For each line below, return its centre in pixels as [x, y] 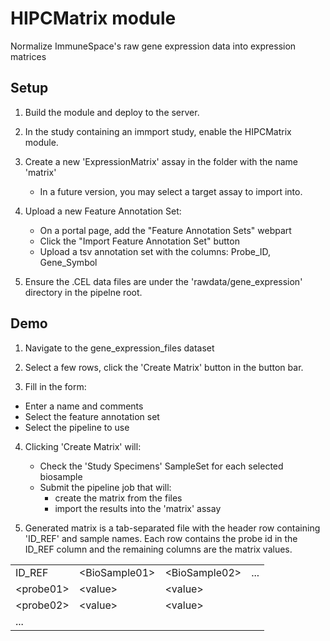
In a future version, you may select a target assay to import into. [171, 191]
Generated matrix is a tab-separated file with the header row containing [172, 528]
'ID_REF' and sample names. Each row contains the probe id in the [161, 538]
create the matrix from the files [118, 498]
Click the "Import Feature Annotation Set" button [139, 241]
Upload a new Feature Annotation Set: [103, 211]
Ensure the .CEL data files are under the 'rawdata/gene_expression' [163, 281]
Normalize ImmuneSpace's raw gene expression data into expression [153, 46]
